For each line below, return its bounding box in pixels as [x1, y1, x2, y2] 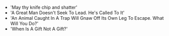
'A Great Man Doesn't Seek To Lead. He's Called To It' [10, 10, 125, 16]
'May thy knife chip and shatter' [10, 5, 78, 10]
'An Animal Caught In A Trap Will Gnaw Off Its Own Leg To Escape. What [10, 15, 164, 21]
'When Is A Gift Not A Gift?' [10, 26, 68, 32]
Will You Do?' [10, 20, 39, 26]
